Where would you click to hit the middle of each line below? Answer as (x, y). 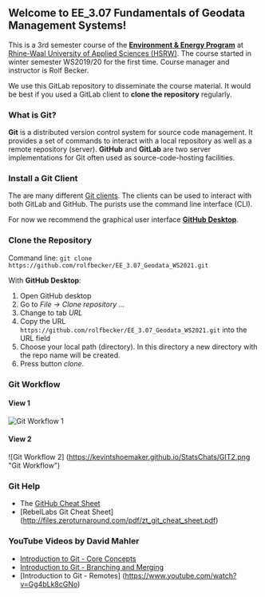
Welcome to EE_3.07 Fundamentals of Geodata (127, 13)
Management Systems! (67, 26)
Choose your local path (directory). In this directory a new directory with (138, 346)
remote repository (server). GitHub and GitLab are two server (110, 149)
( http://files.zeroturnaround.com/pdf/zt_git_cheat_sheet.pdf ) (119, 520)
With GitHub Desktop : (45, 280)
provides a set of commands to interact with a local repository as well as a (131, 141)
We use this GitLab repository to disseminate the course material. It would (130, 85)
